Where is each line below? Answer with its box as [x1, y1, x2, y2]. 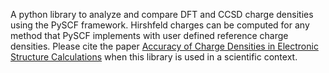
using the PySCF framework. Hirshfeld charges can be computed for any [10, 19, 310, 31]
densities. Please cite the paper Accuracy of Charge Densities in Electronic [10, 40, 319, 52]
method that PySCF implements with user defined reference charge [10, 30, 289, 41]
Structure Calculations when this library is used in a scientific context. [10, 51, 298, 63]
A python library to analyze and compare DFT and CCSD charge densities [10, 9, 314, 20]
